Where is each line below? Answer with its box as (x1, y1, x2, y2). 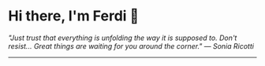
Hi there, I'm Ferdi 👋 (8, 7, 140, 25)
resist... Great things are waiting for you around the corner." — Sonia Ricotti (8, 41, 255, 50)
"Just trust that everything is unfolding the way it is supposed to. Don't (8, 33, 237, 42)
